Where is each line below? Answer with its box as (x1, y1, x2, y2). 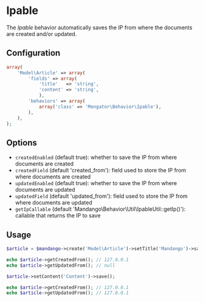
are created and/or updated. (6, 30, 77, 37)
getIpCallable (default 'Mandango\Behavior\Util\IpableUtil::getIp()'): (15, 205, 186, 213)
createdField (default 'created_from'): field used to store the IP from (15, 167, 186, 174)
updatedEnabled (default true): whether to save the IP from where (15, 180, 177, 187)
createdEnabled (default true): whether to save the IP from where (15, 153, 177, 161)
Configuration (6, 48, 61, 58)
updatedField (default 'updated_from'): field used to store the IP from (15, 192, 188, 200)
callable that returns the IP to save (15, 212, 101, 219)
